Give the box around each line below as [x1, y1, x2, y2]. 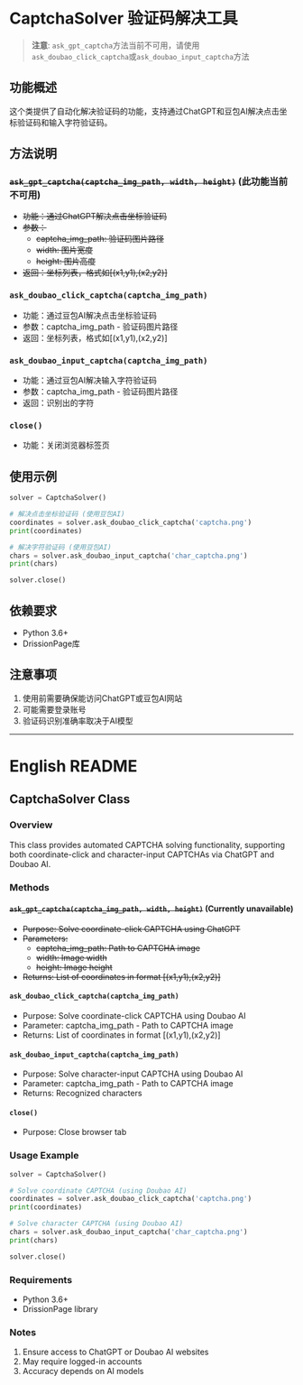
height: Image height [35, 962, 113, 973]
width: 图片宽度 [35, 245, 94, 255]
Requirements [9, 1273, 73, 1286]
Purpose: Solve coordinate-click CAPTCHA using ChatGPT [22, 923, 241, 934]
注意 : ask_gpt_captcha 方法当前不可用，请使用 [31, 40, 200, 51]
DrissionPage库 [22, 638, 81, 649]
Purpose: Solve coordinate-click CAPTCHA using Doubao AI [22, 1010, 246, 1020]
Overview [9, 818, 53, 831]
